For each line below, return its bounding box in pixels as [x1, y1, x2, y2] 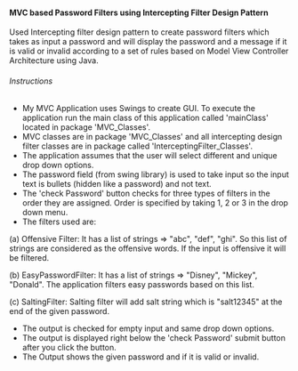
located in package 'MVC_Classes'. [21, 122, 151, 133]
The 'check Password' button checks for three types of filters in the [21, 188, 270, 199]
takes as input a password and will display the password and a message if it [9, 36, 287, 47]
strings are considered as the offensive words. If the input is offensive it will [9, 243, 286, 254]
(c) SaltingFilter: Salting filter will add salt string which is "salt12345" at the [9, 296, 283, 307]
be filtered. [9, 253, 50, 263]
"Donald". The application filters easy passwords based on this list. [9, 279, 255, 290]
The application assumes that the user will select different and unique [21, 150, 278, 161]
